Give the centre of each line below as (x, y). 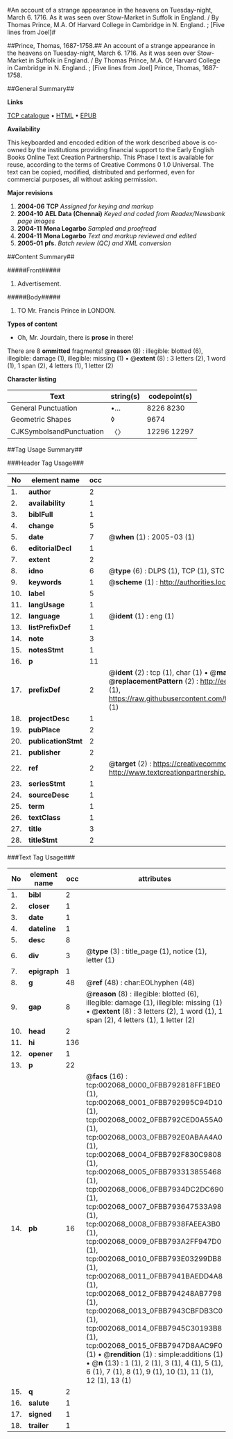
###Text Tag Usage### (41, 857)
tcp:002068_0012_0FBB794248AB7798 (154, 1293)
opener (41, 1054)
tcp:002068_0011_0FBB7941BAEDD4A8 (154, 1276)
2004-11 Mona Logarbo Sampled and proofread (87, 228)
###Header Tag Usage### (46, 463)
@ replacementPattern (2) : (154, 681)
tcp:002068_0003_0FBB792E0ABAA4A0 (154, 1137)
